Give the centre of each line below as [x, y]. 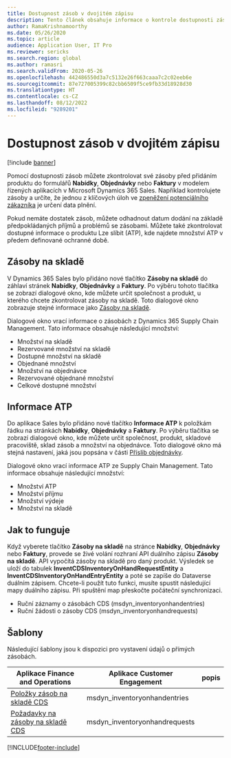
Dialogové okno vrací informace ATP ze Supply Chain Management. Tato [110, 466]
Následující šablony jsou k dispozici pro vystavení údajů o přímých [101, 649]
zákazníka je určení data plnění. [52, 205]
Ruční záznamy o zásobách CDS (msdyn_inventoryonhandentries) [111, 604]
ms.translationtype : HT [41, 90]
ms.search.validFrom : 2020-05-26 [55, 71]
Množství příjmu [40, 494]
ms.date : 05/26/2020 [37, 33]
